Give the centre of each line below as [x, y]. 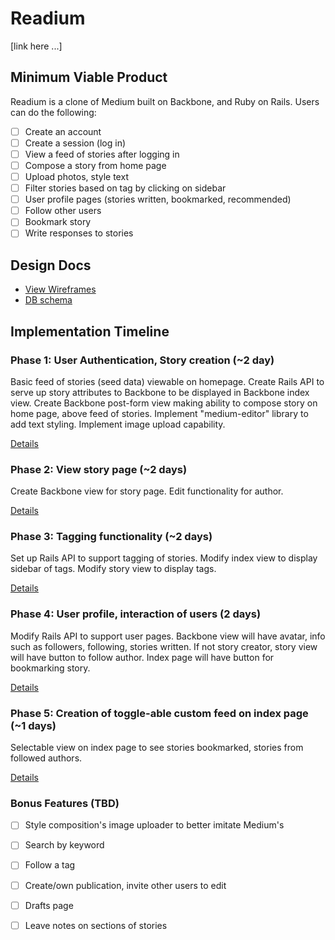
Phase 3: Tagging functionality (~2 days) [111, 537]
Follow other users [63, 211]
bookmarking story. [50, 668]
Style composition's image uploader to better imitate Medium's [154, 825]
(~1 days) [33, 725]
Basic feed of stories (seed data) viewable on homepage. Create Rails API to [167, 381]
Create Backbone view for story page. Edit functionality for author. [147, 491]
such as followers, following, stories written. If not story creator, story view [164, 646]
